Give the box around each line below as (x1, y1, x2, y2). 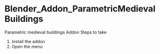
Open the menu (11, 43, 43, 49)
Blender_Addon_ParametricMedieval (4, 3, 156, 14)
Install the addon (11, 38, 46, 44)
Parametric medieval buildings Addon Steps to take (4, 29, 107, 35)
